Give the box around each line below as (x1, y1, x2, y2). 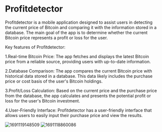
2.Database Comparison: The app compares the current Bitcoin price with (5, 68, 152, 73)
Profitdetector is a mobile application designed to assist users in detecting (5, 19, 153, 25)
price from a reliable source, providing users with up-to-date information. (5, 59, 151, 64)
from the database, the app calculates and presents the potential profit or (5, 93, 151, 99)
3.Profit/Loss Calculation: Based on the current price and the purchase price (5, 88, 157, 93)
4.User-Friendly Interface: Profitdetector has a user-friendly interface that (5, 107, 152, 113)
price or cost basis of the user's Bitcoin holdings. (5, 78, 103, 84)
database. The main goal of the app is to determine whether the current (5, 29, 148, 35)
